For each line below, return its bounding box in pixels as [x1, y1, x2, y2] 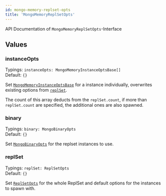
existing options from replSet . [5, 87, 67, 93]
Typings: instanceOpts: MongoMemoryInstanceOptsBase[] [5, 67, 121, 73]
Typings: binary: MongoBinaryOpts [5, 126, 76, 132]
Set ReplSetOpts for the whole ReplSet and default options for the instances [5, 180, 161, 186]
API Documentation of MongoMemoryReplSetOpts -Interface [5, 26, 122, 32]
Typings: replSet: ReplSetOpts [5, 165, 69, 171]
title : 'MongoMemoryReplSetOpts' [5, 12, 75, 17]
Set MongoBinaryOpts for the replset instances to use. [5, 141, 114, 147]
